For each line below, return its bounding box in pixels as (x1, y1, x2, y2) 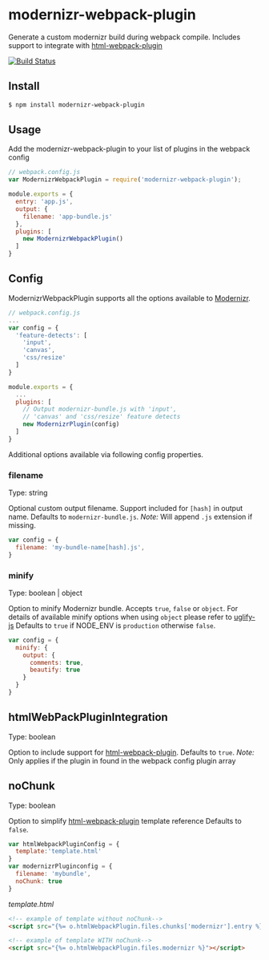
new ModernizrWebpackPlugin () (22, 235, 124, 243)
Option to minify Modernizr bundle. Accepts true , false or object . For (8, 603, 239, 613)
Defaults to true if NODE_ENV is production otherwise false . (15, 620, 216, 630)
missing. (8, 521, 36, 530)
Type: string (8, 488, 48, 498)
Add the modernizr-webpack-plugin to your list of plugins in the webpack (8, 144, 251, 154)
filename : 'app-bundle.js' (22, 213, 113, 221)
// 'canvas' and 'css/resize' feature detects (22, 413, 181, 421)
